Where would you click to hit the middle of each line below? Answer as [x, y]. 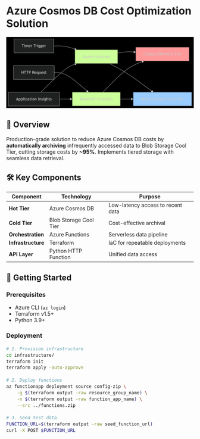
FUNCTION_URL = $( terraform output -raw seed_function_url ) [79, 424]
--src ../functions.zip [46, 405]
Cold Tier [21, 223]
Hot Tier [19, 208]
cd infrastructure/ [30, 355]
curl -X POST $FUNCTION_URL [41, 431]
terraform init [25, 362]
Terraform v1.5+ [35, 314]
